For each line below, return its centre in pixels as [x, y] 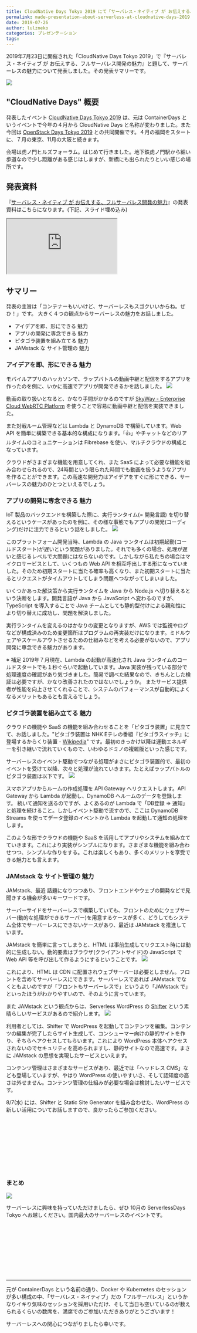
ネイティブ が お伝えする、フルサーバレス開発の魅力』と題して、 [94, 63]
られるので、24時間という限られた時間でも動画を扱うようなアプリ [106, 469]
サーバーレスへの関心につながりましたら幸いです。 [67, 1324]
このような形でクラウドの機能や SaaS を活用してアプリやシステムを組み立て [98, 838]
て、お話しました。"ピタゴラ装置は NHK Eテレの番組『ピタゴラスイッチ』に [98, 735]
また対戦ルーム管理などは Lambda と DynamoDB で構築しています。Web [94, 425]
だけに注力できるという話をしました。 [64, 529]
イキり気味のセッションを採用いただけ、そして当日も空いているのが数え [103, 1304]
